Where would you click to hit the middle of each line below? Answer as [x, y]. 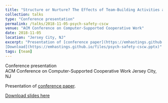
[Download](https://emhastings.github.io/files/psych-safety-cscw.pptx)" [84, 47]
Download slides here [27, 96]
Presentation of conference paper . [40, 86]
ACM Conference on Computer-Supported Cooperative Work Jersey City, [81, 71]
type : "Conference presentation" [40, 19]
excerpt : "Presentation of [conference [47, 42]
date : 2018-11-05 [23, 33]
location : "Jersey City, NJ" [35, 38]
